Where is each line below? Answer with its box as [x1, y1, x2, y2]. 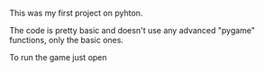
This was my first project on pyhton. [9, 8, 143, 18]
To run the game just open [9, 52, 107, 62]
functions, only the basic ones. [9, 35, 124, 45]
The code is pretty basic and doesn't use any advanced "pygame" [9, 25, 255, 35]
